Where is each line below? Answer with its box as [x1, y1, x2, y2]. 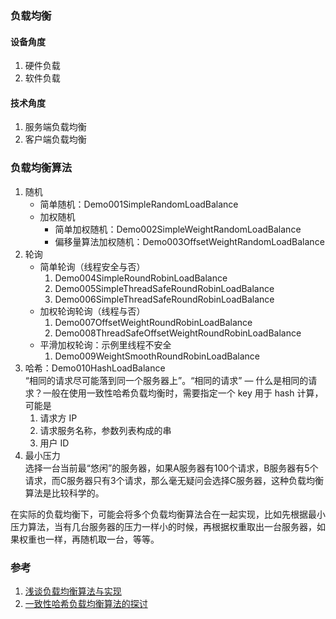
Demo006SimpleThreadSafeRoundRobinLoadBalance [54, 293, 275, 305]
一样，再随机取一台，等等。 [44, 533, 160, 545]
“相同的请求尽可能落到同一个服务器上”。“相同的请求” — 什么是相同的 [24, 374, 309, 386]
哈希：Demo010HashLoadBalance [24, 362, 166, 374]
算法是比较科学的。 [24, 487, 105, 499]
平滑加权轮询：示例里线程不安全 [39, 338, 172, 351]
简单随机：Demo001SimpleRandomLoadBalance [39, 198, 239, 210]
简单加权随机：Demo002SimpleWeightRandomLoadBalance [54, 223, 302, 235]
